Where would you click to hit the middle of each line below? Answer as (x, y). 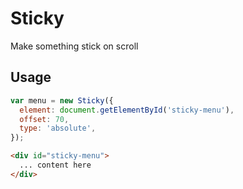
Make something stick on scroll (74, 46)
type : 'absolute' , (58, 128)
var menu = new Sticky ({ (62, 100)
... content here (55, 165)
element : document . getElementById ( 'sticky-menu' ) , (127, 110)
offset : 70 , (44, 119)
